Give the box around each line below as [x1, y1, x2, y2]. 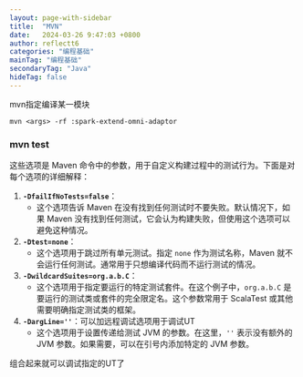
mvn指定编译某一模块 [9, 98, 90, 109]
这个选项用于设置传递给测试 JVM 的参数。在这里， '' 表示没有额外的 [36, 327, 294, 338]
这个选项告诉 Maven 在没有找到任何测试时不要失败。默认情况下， [36, 202, 283, 213]
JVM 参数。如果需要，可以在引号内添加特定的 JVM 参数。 [36, 339, 254, 350]
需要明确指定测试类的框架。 [36, 304, 141, 315]
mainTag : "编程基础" [9, 56, 82, 65]
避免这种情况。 [36, 225, 93, 236]
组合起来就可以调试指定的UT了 [9, 358, 125, 369]
